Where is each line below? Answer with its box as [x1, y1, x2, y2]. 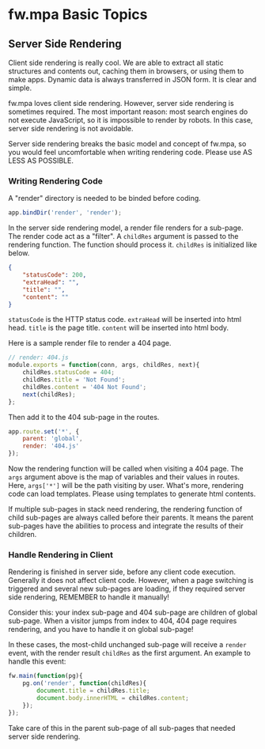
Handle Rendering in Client [8, 549, 113, 560]
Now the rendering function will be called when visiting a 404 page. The [8, 464, 244, 474]
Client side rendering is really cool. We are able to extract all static [8, 58, 224, 67]
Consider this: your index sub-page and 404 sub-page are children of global [8, 607, 258, 618]
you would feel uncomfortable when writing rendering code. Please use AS [8, 148, 253, 157]
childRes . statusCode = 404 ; [22, 369, 115, 376]
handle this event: [8, 656, 66, 666]
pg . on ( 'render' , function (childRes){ [22, 679, 147, 687]
